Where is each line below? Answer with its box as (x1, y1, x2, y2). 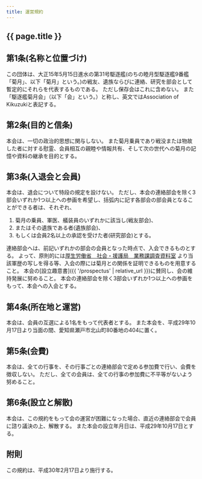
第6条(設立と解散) (6, 397, 74, 408)
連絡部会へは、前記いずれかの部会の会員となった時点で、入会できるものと (6, 245, 191, 252)
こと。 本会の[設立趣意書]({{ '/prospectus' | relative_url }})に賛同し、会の (6, 267, 188, 275)
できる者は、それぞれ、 (16, 204, 75, 211)
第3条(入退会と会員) (6, 172, 81, 182)
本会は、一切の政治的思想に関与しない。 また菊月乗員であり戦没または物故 (6, 137, 193, 144)
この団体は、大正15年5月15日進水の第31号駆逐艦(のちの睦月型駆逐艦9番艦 (6, 70, 189, 77)
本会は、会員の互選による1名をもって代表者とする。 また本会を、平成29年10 (6, 319, 196, 326)
